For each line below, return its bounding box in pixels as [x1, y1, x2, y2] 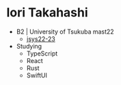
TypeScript [26, 49, 58, 58]
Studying [16, 42, 42, 50]
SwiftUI [26, 71, 47, 80]
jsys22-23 [26, 34, 55, 42]
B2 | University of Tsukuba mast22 [16, 27, 114, 36]
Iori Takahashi [6, 5, 88, 21]
